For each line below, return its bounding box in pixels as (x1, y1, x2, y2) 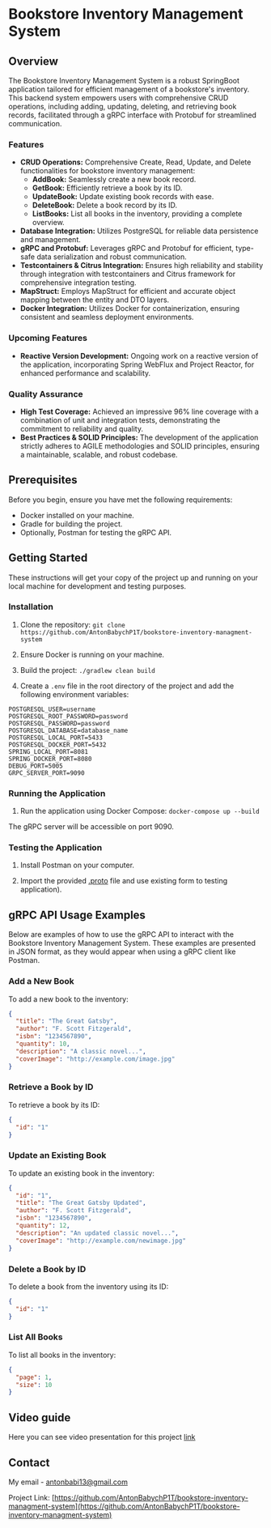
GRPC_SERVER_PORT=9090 (8, 768, 85, 777)
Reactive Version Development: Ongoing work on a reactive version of (19, 351, 259, 360)
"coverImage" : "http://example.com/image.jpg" (15, 1054, 176, 1063)
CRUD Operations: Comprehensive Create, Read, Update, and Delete (19, 157, 252, 167)
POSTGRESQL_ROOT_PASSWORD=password (8, 712, 129, 721)
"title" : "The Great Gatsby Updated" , (15, 1199, 147, 1207)
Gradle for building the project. (19, 519, 123, 529)
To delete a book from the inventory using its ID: (8, 1281, 169, 1292)
